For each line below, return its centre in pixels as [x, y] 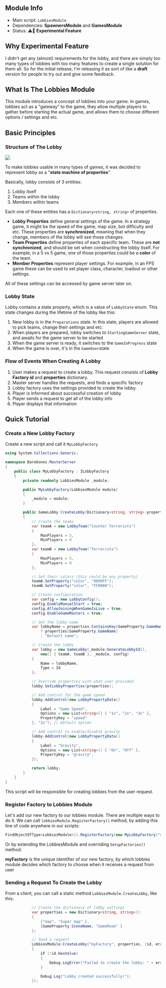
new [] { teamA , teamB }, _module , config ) [85, 654]
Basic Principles [30, 133]
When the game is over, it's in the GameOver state [61, 349]
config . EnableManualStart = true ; [67, 604]
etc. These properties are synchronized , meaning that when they [79, 232]
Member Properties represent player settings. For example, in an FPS [83, 263]
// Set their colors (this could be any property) [85, 577]
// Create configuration [57, 595]
